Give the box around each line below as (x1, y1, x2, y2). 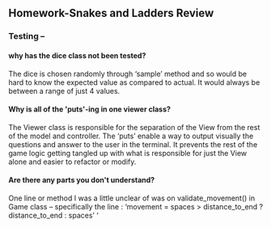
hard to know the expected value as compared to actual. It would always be (8, 77, 260, 87)
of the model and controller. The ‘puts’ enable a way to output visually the (8, 131, 254, 141)
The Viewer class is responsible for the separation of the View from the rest (8, 122, 260, 132)
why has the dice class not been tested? (8, 50, 146, 60)
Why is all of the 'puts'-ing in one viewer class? (8, 104, 171, 114)
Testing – (8, 31, 45, 42)
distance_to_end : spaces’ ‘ (8, 210, 99, 220)
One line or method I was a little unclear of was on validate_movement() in (8, 193, 256, 203)
